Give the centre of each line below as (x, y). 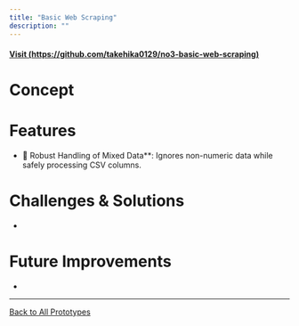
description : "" (39, 26)
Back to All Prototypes (50, 312)
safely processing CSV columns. (82, 165)
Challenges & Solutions (97, 201)
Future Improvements (90, 261)
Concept (42, 90)
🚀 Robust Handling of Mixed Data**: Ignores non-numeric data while (147, 156)
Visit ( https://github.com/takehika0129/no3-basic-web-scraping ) (134, 54)
